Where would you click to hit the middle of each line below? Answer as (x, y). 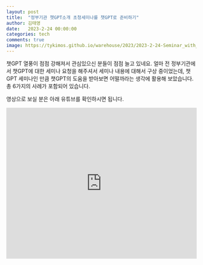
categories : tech (28, 34)
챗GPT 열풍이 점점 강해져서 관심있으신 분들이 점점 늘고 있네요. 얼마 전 (88, 63)
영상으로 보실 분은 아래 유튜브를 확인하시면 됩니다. (65, 99)
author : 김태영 (24, 23)
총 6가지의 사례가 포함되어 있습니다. (48, 86)
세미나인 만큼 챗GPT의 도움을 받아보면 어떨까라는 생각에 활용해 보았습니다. (106, 78)
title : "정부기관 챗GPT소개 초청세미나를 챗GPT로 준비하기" (73, 18)
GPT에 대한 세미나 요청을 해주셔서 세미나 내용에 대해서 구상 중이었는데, (101, 71)
